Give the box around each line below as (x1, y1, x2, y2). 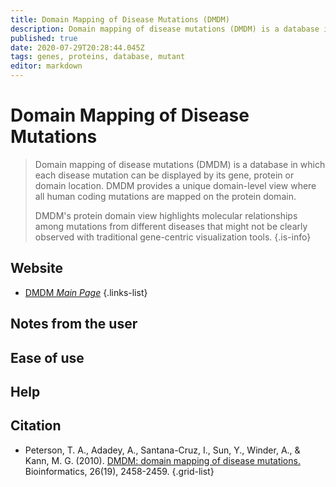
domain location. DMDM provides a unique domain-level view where (34, 179, 317, 191)
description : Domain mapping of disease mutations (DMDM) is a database (10, 24, 320, 34)
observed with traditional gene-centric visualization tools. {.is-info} (34, 231, 312, 243)
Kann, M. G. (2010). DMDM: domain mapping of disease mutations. (24, 454, 301, 466)
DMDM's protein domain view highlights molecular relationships (34, 209, 298, 221)
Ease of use (10, 349, 85, 366)
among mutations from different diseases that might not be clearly (34, 220, 308, 232)
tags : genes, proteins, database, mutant (10, 52, 186, 62)
